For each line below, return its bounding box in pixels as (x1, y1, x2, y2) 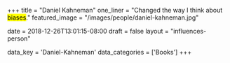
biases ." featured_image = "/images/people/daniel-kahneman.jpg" (7, 13, 199, 22)
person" (7, 34, 31, 43)
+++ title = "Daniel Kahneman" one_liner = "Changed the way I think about (7, 6, 223, 14)
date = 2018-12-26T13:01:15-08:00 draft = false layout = (7, 27, 170, 35)
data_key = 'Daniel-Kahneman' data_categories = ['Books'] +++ (7, 48, 192, 56)
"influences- (170, 27, 207, 35)
